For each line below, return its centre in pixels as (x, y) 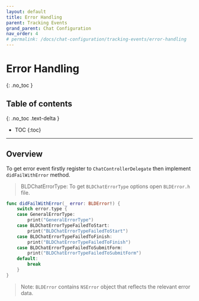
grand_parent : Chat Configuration (49, 28)
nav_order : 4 (22, 34)
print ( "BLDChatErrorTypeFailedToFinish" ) (79, 242)
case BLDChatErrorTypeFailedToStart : (63, 226)
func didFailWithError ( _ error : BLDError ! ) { (63, 203)
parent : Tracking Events (37, 23)
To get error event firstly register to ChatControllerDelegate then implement (99, 168)
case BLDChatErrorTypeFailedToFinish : (65, 236)
